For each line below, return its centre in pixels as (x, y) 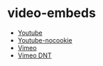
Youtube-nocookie (45, 40)
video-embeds (51, 13)
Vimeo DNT (34, 55)
